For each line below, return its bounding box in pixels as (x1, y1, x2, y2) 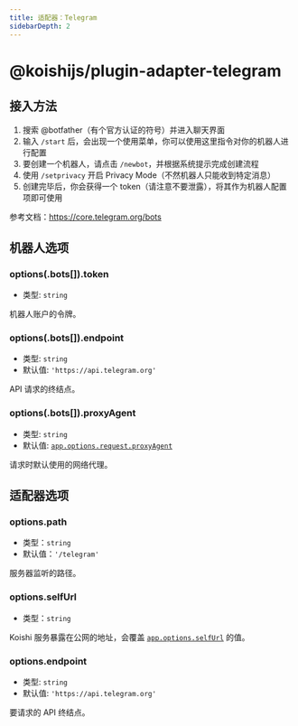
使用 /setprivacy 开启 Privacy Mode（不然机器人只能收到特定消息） (22, 169, 276, 181)
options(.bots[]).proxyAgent (9, 407, 136, 420)
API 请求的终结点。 (9, 384, 80, 395)
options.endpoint (9, 655, 88, 667)
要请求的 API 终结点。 (9, 707, 90, 718)
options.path (9, 516, 68, 528)
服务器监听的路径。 (9, 568, 81, 579)
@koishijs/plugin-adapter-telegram (9, 60, 282, 81)
